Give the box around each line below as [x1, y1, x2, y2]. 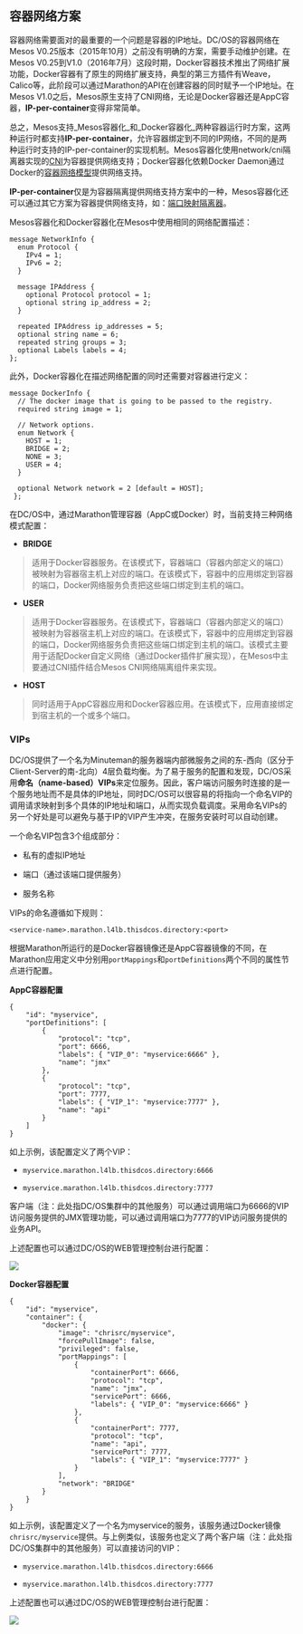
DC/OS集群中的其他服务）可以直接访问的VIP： [9, 1543, 183, 1553]
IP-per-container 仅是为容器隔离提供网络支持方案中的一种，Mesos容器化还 [9, 186, 289, 197]
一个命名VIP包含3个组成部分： [9, 831, 123, 841]
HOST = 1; [25, 436, 63, 446]
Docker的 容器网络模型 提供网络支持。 [9, 167, 147, 178]
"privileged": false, [57, 1344, 140, 1354]
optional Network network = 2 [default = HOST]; [17, 484, 204, 493]
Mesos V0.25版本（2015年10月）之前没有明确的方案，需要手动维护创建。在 [9, 45, 291, 56]
